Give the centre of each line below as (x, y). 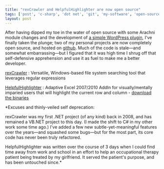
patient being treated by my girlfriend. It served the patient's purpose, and (80, 157)
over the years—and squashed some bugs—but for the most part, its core (79, 132)
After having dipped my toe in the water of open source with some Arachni (80, 33)
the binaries (17, 98)
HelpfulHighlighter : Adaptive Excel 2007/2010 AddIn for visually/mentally (79, 88)
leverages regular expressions (35, 78)
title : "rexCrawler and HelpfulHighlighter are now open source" (73, 9)
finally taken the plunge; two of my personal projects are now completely (78, 43)
